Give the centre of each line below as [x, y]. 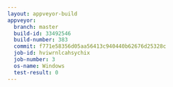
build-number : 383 [41, 40]
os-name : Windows [39, 66]
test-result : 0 [36, 72]
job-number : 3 [34, 60]
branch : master [36, 27]
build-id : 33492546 [43, 33]
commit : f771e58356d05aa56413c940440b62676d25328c [90, 46]
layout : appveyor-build [43, 14]
